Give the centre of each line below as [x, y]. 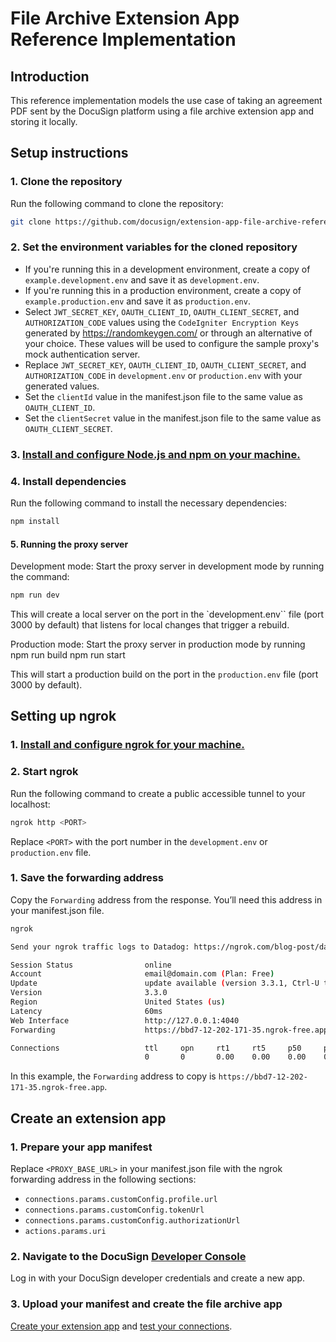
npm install [35, 522]
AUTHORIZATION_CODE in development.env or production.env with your [163, 375]
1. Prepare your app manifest [81, 1147]
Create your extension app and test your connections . [121, 1326]
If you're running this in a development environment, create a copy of [167, 269]
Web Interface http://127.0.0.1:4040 [125, 1020]
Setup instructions [69, 153]
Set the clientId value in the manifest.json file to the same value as [163, 396]
